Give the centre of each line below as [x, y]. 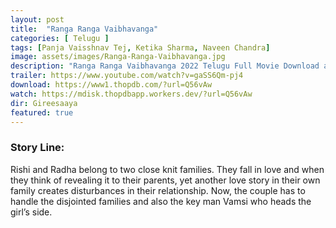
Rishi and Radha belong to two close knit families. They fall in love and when [167, 169]
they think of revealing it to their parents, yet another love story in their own [165, 180]
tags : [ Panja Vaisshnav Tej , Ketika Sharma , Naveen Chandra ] [140, 47]
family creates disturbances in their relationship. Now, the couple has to [158, 190]
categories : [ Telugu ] [60, 38]
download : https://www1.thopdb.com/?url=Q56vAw [111, 85]
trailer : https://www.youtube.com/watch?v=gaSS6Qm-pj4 [127, 76]
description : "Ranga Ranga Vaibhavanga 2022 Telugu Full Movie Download [165, 66]
